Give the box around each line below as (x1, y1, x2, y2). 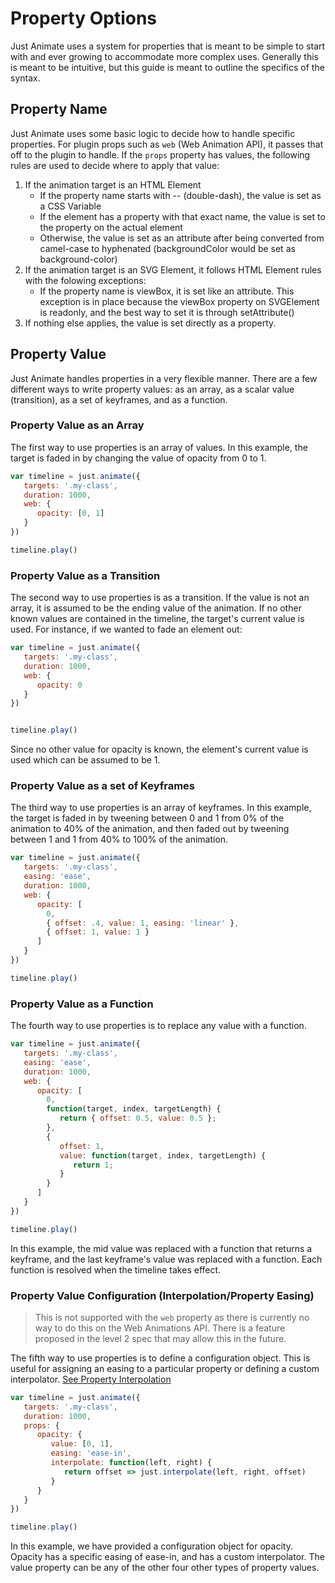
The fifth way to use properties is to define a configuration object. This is (10, 1352, 311, 1364)
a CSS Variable (39, 200, 102, 212)
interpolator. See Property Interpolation (10, 1373, 172, 1385)
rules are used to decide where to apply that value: (10, 159, 220, 171)
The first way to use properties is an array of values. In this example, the (10, 441, 308, 453)
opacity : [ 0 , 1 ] (36, 508, 105, 519)
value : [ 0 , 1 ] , (50, 1439, 114, 1449)
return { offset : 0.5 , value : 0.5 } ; (59, 1113, 217, 1124)
